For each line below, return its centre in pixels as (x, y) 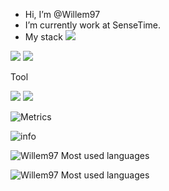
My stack (43, 37)
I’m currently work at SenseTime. (93, 25)
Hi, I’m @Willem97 (62, 14)
